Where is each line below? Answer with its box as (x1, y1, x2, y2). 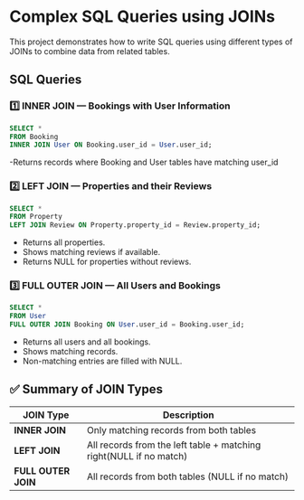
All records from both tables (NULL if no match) (86, 470, 290, 483)
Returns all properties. (22, 237, 106, 248)
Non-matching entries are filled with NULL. (22, 355, 183, 367)
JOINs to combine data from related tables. (9, 45, 170, 56)
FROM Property (9, 212, 63, 222)
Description (162, 409, 214, 421)
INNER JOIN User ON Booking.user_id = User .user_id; (9, 140, 213, 150)
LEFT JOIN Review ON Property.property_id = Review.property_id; (9, 221, 261, 230)
